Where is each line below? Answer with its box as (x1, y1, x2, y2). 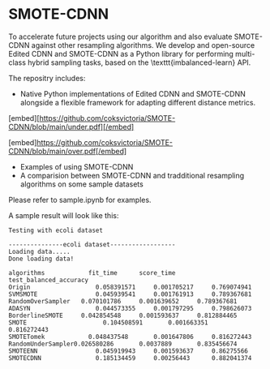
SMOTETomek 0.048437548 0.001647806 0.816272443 (8, 333, 252, 341)
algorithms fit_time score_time (8, 268, 176, 277)
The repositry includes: (8, 73, 86, 83)
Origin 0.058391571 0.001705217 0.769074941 (8, 283, 252, 291)
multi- (234, 49, 255, 58)
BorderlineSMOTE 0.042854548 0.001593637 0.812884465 (8, 311, 238, 320)
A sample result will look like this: (8, 210, 119, 220)
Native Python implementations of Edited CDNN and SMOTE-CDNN (19, 88, 246, 98)
